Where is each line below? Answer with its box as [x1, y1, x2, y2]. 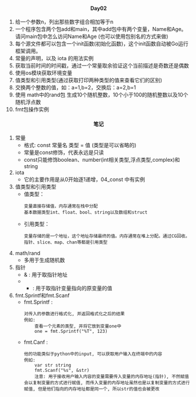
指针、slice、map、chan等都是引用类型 [23, 239, 108, 245]
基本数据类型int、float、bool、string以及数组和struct [23, 210, 148, 215]
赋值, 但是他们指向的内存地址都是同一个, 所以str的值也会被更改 [23, 386, 160, 392]
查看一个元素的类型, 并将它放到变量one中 [34, 323, 122, 329]
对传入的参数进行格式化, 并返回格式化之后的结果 [23, 311, 125, 317]
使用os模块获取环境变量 [15, 69, 72, 76]
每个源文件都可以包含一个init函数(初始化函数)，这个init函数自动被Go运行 [15, 40, 189, 47]
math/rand [15, 250, 40, 257]
